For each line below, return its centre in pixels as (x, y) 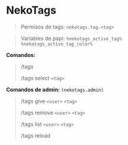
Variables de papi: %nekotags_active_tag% (71, 38)
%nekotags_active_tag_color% (57, 44)
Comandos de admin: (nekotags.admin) (55, 89)
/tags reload (35, 135)
